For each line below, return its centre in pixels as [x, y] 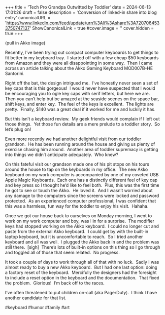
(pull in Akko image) [25, 43]
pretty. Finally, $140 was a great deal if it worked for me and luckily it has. [80, 109]
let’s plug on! [18, 129]
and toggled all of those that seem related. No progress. [62, 252]
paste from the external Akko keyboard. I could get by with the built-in [77, 231]
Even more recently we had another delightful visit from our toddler [73, 139]
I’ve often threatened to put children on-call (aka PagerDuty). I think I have [81, 293]
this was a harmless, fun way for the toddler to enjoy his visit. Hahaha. [77, 206]
